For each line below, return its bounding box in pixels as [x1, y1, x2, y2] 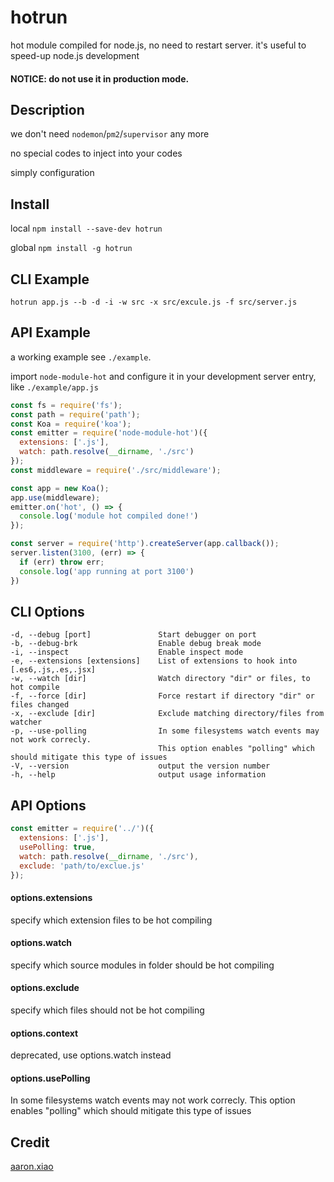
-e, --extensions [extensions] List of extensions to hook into [10, 656, 298, 666]
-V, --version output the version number [10, 761, 271, 771]
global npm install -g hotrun [10, 242, 133, 254]
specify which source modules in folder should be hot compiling [10, 959, 275, 971]
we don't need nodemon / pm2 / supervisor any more [10, 128, 210, 140]
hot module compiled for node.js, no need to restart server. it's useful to [10, 39, 307, 51]
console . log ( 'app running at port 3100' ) [19, 566, 195, 576]
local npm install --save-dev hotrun [10, 222, 163, 235]
